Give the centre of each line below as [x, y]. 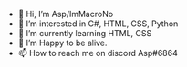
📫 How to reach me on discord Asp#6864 [98, 53]
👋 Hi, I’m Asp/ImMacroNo [66, 14]
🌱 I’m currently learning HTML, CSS [85, 33]
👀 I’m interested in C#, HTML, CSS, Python [98, 24]
